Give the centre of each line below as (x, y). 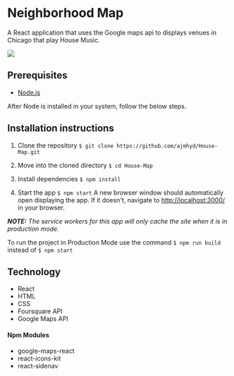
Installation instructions (61, 128)
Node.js (29, 92)
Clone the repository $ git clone (66, 145)
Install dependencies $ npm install (69, 178)
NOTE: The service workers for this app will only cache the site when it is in (117, 221)
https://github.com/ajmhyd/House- (167, 146)
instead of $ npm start (40, 250)
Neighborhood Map (66, 13)
